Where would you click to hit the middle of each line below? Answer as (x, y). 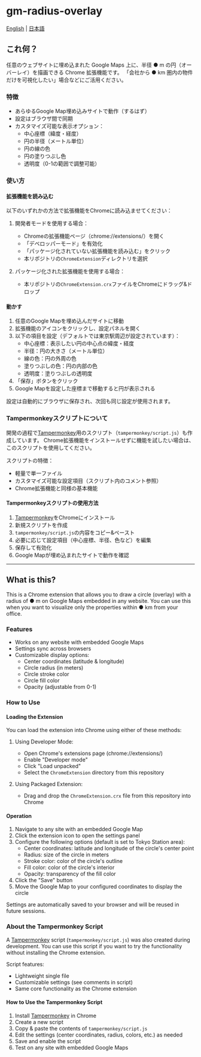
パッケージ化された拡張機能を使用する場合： (70, 271)
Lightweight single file (42, 976)
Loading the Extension (35, 716)
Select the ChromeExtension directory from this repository (94, 772)
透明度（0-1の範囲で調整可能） (62, 164)
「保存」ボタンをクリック (46, 381)
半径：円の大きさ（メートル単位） (66, 351)
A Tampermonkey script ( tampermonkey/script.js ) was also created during (98, 940)
